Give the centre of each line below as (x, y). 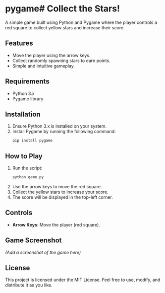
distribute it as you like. (29, 285)
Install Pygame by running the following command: (64, 132)
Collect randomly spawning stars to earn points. (61, 61)
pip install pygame (32, 141)
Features (19, 43)
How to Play (24, 156)
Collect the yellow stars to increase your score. (60, 192)
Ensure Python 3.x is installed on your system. (59, 126)
